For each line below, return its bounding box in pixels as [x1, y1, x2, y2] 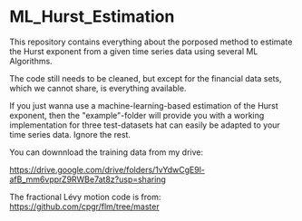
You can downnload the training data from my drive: [9, 147, 204, 158]
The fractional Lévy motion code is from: [9, 191, 161, 202]
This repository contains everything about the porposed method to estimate [9, 36, 293, 47]
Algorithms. [9, 55, 53, 66]
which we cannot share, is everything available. [9, 82, 187, 93]
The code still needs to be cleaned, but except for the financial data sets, [9, 72, 283, 83]
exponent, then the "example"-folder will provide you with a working [9, 110, 265, 120]
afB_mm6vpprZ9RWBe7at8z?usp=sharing [9, 174, 166, 185]
